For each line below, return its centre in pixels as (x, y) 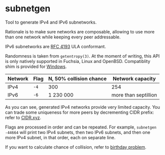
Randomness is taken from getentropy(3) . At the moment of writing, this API (82, 56)
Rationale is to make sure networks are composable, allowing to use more (80, 31)
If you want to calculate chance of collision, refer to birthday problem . (76, 147)
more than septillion (134, 95)
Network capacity (134, 78)
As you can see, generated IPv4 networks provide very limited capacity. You (82, 107)
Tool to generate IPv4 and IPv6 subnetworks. (51, 22)
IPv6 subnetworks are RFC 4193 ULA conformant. (56, 46)
